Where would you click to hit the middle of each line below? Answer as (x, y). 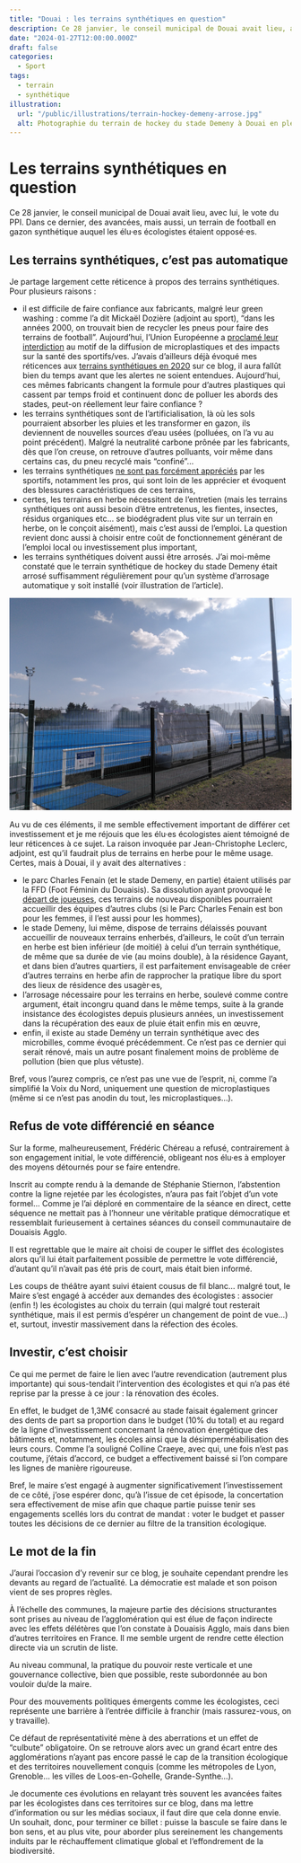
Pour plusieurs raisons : (53, 291)
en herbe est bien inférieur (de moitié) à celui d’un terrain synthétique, (151, 947)
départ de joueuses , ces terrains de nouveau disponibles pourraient (147, 899)
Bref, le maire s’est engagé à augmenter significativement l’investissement (146, 1485)
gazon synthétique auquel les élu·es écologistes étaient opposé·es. (133, 232)
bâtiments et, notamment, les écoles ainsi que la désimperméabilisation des (149, 1439)
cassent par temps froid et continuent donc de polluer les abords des (150, 394)
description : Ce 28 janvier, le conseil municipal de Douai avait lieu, (148, 28)
